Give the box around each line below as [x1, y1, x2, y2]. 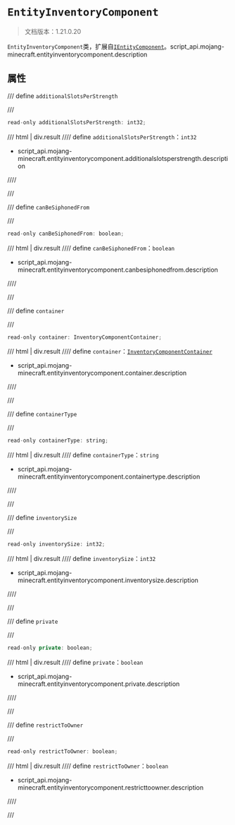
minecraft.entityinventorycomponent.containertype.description [17, 472, 201, 481]
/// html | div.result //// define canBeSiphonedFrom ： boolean [7, 243, 174, 252]
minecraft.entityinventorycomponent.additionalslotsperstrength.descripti [17, 154, 229, 162]
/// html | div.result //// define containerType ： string [7, 451, 160, 459]
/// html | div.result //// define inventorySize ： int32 [7, 555, 156, 563]
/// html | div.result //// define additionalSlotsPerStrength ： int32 [7, 133, 197, 141]
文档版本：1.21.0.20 [24, 27, 82, 35]
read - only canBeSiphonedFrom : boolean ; [7, 230, 125, 237]
